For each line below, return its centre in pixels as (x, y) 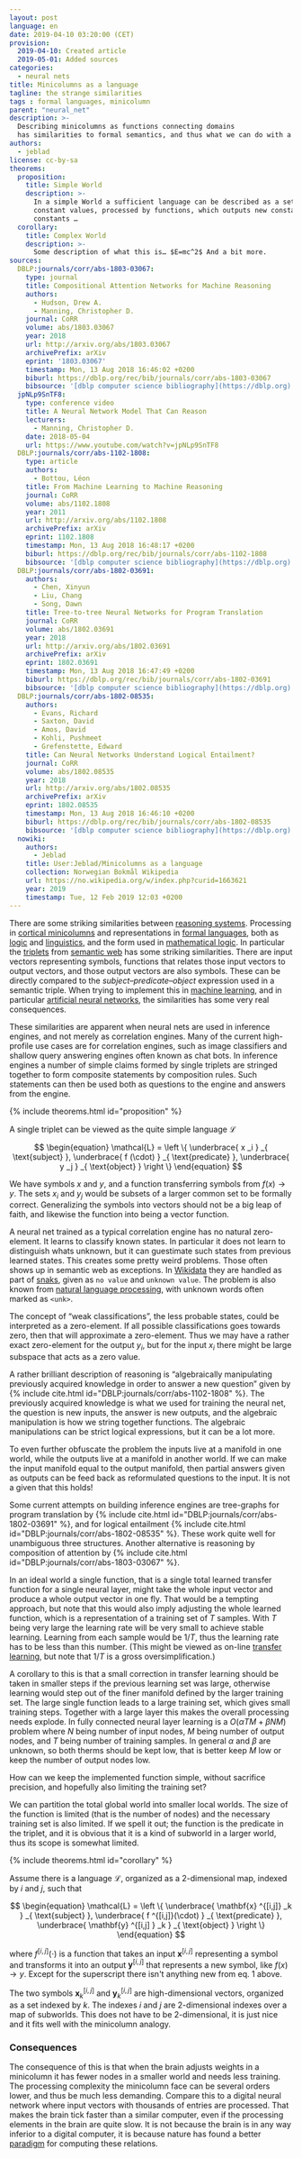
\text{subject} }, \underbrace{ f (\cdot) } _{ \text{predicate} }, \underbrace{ (151, 1156)
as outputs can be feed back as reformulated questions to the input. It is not (150, 1478)
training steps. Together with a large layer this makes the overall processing (149, 1712)
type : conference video (70, 403)
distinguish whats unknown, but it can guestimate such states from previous (151, 1251)
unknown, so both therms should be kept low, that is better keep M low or (145, 1751)
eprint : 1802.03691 (62, 663)
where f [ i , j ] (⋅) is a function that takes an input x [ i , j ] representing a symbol (144, 1953)
